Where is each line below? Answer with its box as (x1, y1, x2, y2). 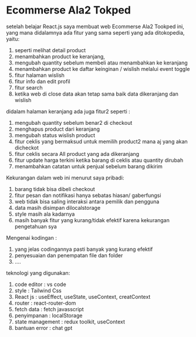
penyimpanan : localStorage (14, 312, 83, 319)
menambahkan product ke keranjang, (14, 53, 106, 60)
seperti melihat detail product (14, 46, 86, 53)
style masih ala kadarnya (14, 210, 75, 217)
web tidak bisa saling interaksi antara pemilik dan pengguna (14, 198, 160, 205)
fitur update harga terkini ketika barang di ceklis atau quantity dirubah (14, 156, 184, 164)
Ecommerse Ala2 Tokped (6, 4, 131, 17)
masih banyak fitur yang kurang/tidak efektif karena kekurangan (14, 216, 170, 223)
